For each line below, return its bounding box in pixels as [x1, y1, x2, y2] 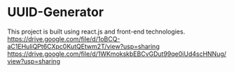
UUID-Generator [7, 4, 104, 20]
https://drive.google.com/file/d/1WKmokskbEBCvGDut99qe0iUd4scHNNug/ [7, 50, 226, 58]
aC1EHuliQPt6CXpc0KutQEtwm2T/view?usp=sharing [7, 42, 160, 50]
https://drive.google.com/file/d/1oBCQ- [7, 34, 121, 43]
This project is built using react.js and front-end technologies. [7, 27, 186, 36]
